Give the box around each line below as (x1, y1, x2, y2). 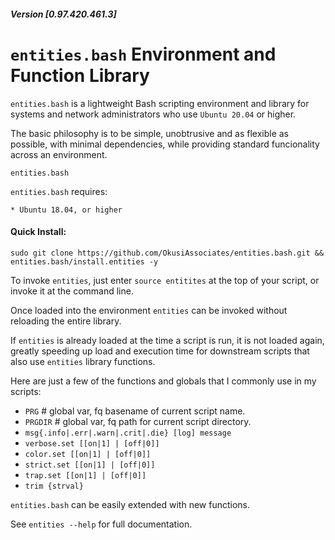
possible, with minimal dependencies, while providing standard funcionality (10, 138, 320, 150)
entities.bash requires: (10, 185, 108, 197)
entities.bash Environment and (10, 43, 277, 65)
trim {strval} (24, 481, 84, 491)
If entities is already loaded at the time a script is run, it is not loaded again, (10, 334, 325, 346)
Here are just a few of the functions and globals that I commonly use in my (10, 375, 317, 387)
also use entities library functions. (10, 355, 156, 367)
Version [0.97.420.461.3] (10, 8, 117, 20)
